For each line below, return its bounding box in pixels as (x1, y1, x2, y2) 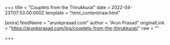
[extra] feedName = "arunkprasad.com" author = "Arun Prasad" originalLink (5, 20, 165, 26)
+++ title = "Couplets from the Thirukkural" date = (5, 5, 111, 10)
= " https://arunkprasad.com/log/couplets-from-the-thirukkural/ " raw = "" (5, 25, 159, 31)
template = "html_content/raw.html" (45, 10, 121, 16)
